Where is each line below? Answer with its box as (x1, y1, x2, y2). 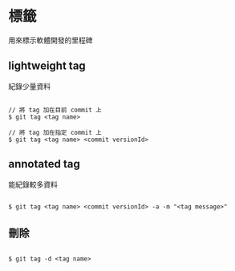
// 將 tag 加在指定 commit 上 (8, 128, 102, 136)
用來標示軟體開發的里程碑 (8, 35, 93, 45)
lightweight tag (8, 59, 86, 73)
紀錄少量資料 (8, 81, 51, 91)
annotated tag (8, 157, 80, 171)
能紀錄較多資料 (8, 180, 58, 189)
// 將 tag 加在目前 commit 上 (8, 106, 102, 114)
